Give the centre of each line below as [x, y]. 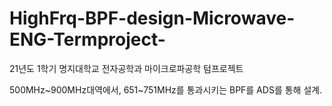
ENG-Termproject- [87, 39]
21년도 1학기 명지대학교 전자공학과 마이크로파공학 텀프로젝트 [126, 68]
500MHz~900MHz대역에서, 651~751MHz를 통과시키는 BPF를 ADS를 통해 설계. [166, 89]
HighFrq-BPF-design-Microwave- [152, 18]
